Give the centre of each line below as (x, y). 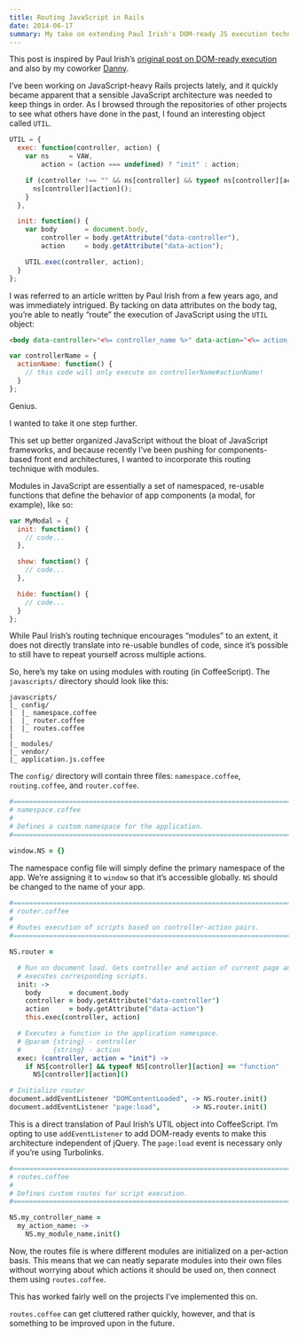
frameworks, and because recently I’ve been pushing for (113, 450)
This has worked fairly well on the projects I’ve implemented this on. (133, 1296)
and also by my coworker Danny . (69, 68)
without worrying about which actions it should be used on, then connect (143, 1270)
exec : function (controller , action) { (89, 148)
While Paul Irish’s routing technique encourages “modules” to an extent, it (144, 636)
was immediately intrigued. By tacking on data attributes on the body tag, (143, 305)
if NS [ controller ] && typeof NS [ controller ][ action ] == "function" (152, 1066)
